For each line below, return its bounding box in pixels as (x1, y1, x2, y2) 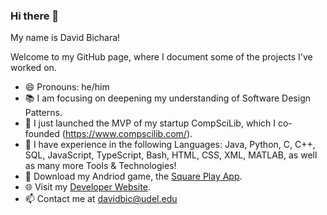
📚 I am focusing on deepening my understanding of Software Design (24, 92, 312, 104)
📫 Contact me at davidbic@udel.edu (24, 193, 178, 205)
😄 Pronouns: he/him (24, 81, 110, 93)
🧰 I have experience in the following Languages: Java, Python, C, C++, (24, 139, 316, 151)
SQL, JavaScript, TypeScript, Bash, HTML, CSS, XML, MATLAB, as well (24, 149, 318, 161)
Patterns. (24, 107, 63, 119)
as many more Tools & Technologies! (24, 160, 177, 172)
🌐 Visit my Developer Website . (24, 181, 151, 193)
